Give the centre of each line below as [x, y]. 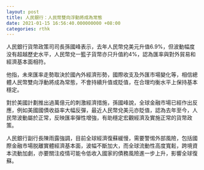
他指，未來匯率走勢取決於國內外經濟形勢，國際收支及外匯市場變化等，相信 [99, 75]
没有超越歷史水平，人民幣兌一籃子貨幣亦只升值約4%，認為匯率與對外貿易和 [101, 54]
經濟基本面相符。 [28, 62]
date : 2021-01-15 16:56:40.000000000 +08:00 [63, 23]
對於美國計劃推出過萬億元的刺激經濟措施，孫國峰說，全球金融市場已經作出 [99, 103]
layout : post [23, 12]
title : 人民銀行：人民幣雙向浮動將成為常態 [54, 18]
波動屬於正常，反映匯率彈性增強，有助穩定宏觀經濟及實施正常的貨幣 [102, 118]
